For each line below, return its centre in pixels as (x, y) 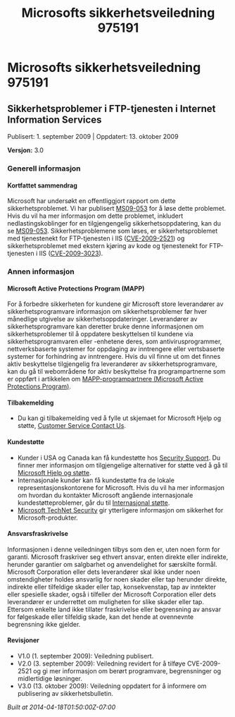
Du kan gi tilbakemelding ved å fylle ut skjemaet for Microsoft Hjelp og (119, 418)
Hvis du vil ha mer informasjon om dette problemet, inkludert (95, 216)
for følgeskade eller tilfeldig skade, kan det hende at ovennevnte (101, 617)
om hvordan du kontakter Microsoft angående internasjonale (105, 495)
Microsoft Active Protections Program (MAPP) (76, 288)
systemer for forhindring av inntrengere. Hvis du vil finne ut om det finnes (114, 357)
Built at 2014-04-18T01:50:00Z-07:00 (62, 707)
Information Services (55, 119)
